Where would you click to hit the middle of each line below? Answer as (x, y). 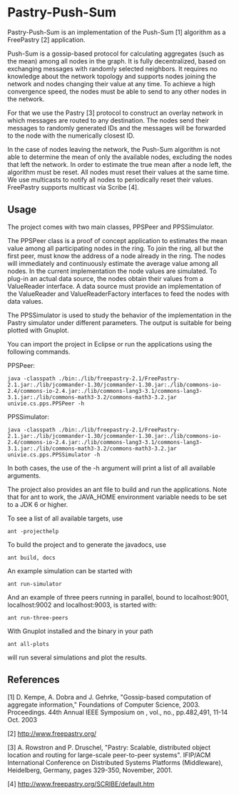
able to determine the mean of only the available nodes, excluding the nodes (120, 157)
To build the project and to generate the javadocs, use (87, 544)
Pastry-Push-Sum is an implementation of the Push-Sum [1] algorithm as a (117, 32)
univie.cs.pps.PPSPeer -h (46, 404)
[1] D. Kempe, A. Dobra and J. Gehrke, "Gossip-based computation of (110, 697)
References (34, 680)
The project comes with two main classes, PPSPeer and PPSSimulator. (111, 227)
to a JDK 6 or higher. (38, 504)
